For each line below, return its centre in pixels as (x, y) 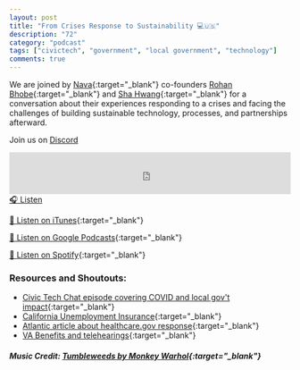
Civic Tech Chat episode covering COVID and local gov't (126, 298)
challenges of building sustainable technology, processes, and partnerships (149, 113)
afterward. (28, 122)
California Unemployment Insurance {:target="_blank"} (122, 316)
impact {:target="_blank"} (68, 307)
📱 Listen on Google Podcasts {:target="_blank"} (96, 237)
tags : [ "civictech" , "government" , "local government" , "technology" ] (143, 51)
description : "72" (43, 34)
